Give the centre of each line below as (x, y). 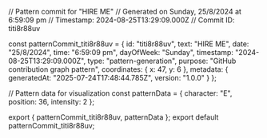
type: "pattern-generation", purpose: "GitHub (162, 61)
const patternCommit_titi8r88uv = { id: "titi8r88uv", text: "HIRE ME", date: (129, 44)
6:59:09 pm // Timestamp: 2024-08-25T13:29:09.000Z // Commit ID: (122, 20)
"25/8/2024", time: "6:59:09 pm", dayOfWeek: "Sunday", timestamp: (121, 52)
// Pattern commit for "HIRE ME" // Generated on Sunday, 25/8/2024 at (125, 12)
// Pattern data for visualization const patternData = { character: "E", (120, 93)
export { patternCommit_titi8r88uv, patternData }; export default (114, 117)
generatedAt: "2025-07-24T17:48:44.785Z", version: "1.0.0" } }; (113, 78)
